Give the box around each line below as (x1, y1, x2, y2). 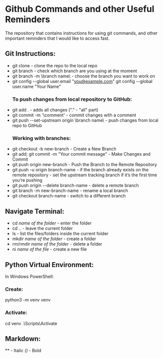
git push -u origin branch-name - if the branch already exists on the (12, 167, 149, 173)
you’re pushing (12, 177, 43, 183)
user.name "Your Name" (12, 83, 61, 89)
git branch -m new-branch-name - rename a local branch (12, 188, 128, 193)
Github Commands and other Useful (5, 3, 155, 15)
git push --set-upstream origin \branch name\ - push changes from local (12, 117, 159, 123)
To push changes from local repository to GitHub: (12, 96, 132, 103)
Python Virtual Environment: (5, 260, 94, 269)
